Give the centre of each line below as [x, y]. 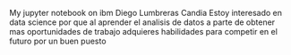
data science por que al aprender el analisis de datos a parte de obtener [142, 22]
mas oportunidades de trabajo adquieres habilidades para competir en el [143, 31]
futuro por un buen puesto [58, 41]
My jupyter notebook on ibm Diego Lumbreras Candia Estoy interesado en [146, 13]
